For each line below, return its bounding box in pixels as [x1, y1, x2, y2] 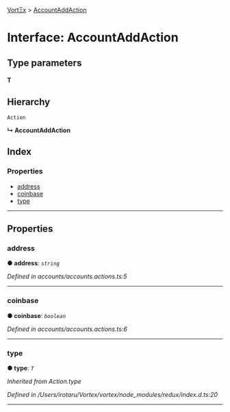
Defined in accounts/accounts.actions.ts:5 [7, 272, 127, 280]
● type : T [7, 363, 34, 372]
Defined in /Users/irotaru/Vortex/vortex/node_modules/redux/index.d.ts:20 [7, 390, 218, 398]
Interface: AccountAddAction [7, 30, 179, 45]
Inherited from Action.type [7, 377, 81, 385]
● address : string [7, 259, 60, 267]
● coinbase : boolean [7, 311, 66, 319]
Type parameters [7, 57, 82, 69]
